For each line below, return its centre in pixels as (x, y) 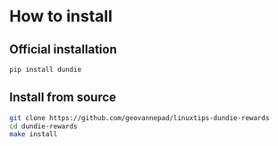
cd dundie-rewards (43, 126)
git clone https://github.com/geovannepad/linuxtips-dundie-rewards (139, 118)
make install (34, 134)
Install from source (63, 97)
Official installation (63, 49)
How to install (61, 16)
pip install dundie (46, 69)
